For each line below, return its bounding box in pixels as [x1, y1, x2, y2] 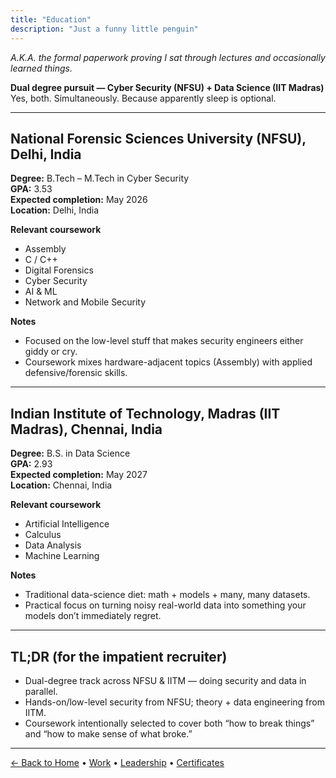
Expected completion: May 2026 [10, 194, 148, 206]
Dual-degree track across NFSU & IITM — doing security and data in [24, 674, 307, 686]
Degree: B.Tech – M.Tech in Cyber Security [10, 172, 190, 185]
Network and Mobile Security [24, 296, 147, 308]
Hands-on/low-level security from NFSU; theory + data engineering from [24, 696, 325, 708]
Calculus [24, 529, 62, 541]
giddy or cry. [24, 346, 78, 358]
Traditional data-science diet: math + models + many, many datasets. [24, 589, 311, 601]
